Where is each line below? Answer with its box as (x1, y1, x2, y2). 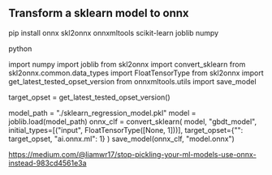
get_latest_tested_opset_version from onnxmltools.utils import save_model (8, 76, 257, 86)
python (8, 44, 32, 53)
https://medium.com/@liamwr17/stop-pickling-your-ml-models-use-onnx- (8, 149, 257, 159)
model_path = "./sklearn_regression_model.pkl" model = (8, 108, 196, 117)
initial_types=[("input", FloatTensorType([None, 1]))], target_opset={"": (8, 125, 244, 134)
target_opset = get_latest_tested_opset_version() (8, 92, 171, 102)
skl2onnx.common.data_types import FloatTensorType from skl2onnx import (8, 68, 264, 78)
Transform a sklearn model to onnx (8, 6, 189, 20)
